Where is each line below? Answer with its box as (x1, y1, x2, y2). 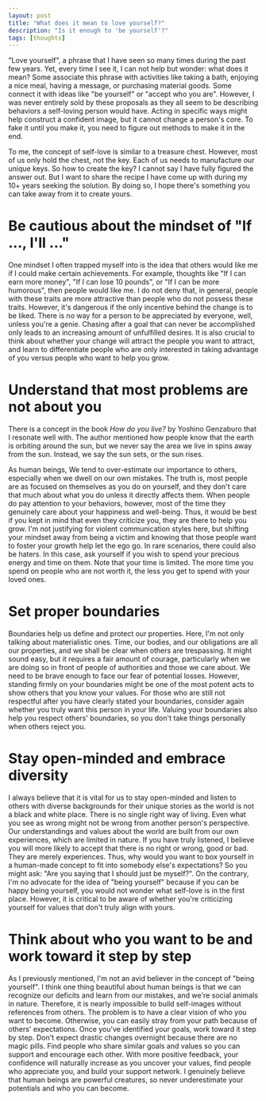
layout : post (8, 11, 52, 20)
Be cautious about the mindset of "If (8, 217, 253, 235)
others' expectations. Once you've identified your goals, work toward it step (8, 1024, 256, 1033)
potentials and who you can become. (8, 1083, 129, 1093)
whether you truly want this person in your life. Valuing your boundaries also (8, 705, 258, 715)
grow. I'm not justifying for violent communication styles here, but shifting (8, 524, 249, 533)
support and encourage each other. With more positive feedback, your (8, 1049, 239, 1059)
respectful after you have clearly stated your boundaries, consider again (8, 696, 245, 706)
